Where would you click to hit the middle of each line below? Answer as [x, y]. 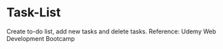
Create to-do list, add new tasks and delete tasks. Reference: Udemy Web [111, 31]
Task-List [34, 13]
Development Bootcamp [41, 38]
